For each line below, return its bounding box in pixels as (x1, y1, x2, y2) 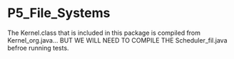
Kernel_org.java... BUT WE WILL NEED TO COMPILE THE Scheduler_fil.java (7, 36, 228, 44)
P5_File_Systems (7, 5, 111, 21)
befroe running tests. (7, 43, 69, 52)
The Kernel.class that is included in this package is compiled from (7, 28, 201, 37)
